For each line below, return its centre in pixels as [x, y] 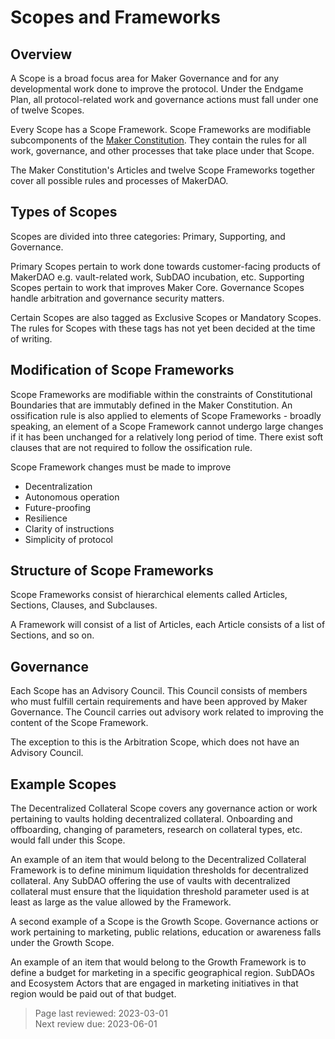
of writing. [31, 338]
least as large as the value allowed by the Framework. [121, 902]
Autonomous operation [72, 497]
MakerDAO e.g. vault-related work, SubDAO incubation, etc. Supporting [157, 277]
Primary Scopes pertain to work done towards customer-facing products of [165, 266]
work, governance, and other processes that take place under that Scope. [162, 150]
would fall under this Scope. [68, 840]
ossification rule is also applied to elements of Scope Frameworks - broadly [166, 415]
